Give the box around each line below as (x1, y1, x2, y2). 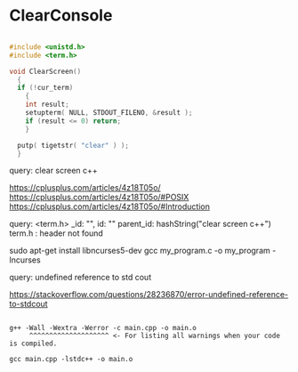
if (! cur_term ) (17, 84, 74, 93)
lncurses (9, 255, 42, 265)
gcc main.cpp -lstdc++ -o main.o (9, 355, 133, 364)
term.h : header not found (9, 228, 104, 239)
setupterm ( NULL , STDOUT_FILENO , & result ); (25, 109, 193, 117)
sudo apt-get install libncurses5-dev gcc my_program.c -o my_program (9, 246, 271, 256)
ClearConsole (9, 5, 113, 26)
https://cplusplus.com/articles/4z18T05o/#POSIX (9, 192, 189, 203)
